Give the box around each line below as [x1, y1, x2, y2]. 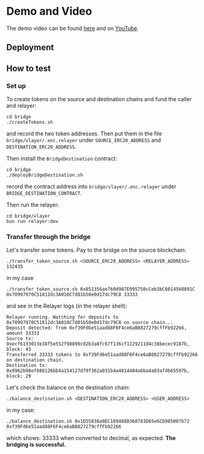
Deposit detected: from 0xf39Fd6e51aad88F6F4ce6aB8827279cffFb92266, [6, 325, 188, 331]
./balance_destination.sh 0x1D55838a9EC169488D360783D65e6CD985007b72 [6, 418, 190, 425]
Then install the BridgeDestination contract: [6, 155, 117, 162]
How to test [6, 63, 51, 74]
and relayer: [6, 102, 37, 110]
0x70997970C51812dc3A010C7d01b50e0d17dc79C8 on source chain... [6, 320, 173, 326]
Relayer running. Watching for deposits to [6, 314, 119, 320]
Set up [6, 81, 26, 90]
